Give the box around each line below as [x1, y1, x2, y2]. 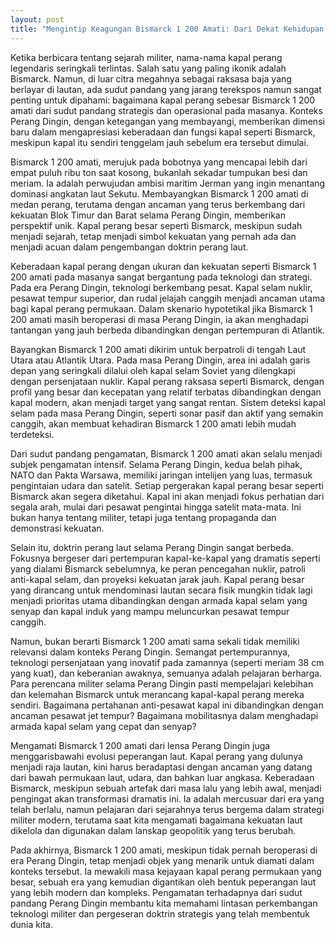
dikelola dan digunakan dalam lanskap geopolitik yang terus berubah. [10, 824, 297, 836]
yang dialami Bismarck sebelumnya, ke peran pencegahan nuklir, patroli [10, 562, 307, 575]
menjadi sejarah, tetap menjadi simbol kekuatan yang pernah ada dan [10, 230, 297, 242]
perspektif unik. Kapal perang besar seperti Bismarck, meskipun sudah [10, 219, 303, 231]
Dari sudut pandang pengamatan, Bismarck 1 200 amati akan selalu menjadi [10, 447, 323, 460]
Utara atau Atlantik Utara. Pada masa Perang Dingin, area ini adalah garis [10, 354, 311, 366]
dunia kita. [10, 918, 53, 930]
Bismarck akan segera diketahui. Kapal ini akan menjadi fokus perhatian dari [10, 490, 325, 502]
